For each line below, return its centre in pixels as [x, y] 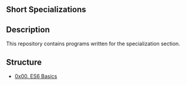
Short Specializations [46, 10]
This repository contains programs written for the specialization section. [93, 44]
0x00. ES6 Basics [36, 76]
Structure [24, 62]
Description [28, 30]
